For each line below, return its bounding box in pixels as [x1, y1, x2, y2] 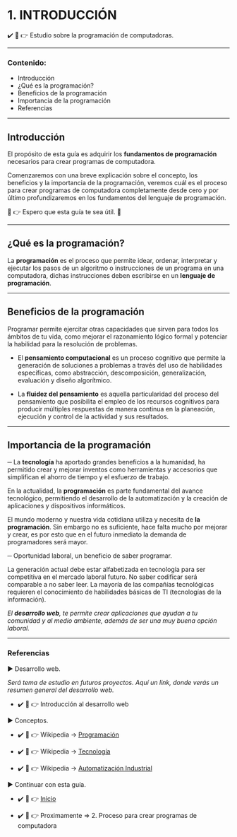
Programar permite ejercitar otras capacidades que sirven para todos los [7, 324, 219, 333]
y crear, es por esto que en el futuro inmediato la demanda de [7, 530, 187, 539]
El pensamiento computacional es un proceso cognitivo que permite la [17, 353, 226, 362]
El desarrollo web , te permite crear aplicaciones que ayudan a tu [7, 609, 198, 618]
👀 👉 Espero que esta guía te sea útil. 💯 [7, 208, 121, 216]
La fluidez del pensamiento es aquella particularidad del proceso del [17, 390, 219, 398]
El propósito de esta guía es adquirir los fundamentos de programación [7, 150, 217, 158]
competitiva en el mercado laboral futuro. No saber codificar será [7, 573, 197, 581]
